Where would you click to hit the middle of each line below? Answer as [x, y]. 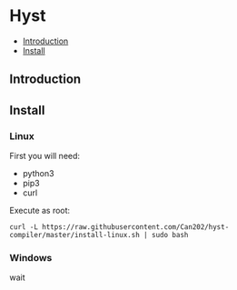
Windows [31, 257]
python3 [38, 174]
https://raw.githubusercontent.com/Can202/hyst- [136, 227]
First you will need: [44, 156]
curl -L [24, 227]
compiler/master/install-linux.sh [75, 235]
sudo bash [170, 235]
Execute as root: [40, 211]
